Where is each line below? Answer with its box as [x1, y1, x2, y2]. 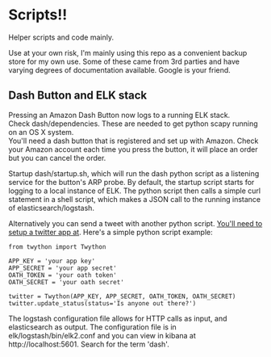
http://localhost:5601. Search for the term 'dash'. [8, 339, 169, 349]
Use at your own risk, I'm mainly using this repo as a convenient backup [8, 48, 248, 57]
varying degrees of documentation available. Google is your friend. [8, 65, 231, 74]
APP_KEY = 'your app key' [8, 257, 95, 265]
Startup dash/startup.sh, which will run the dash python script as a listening [8, 168, 260, 178]
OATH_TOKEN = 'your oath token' [8, 271, 117, 279]
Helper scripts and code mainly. [8, 32, 115, 42]
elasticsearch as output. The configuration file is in [8, 321, 177, 332]
